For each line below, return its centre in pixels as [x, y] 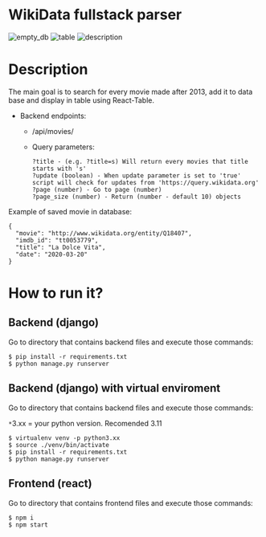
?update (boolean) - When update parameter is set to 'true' [136, 175]
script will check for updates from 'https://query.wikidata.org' [145, 182]
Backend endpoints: [53, 116]
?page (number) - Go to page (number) [97, 189]
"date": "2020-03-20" [52, 254]
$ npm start [28, 525]
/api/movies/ [53, 131]
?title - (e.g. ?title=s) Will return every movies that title [140, 161]
